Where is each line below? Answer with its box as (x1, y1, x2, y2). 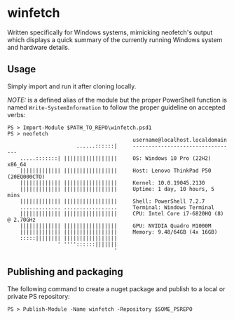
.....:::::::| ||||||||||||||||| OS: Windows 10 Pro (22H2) (20, 154, 212, 162)
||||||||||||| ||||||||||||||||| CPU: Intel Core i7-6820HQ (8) (20, 210, 224, 217)
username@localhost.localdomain (132, 136, 228, 143)
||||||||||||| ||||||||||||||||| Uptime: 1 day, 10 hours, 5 (20, 185, 215, 192)
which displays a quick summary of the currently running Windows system (7, 35, 223, 44)
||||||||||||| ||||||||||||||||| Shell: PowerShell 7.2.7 (20, 198, 205, 205)
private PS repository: (7, 292, 70, 300)
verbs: (7, 110, 26, 119)
